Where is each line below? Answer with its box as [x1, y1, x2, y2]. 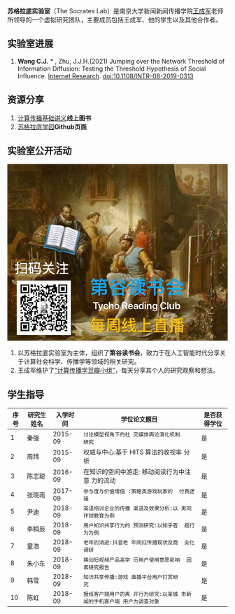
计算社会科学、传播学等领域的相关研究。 [23, 357, 141, 366]
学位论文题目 [120, 415, 158, 423]
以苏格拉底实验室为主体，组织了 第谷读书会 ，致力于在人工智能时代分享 [17, 349, 220, 357]
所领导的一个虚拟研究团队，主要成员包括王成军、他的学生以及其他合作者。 [7, 15, 222, 24]
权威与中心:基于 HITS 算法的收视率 [83, 448, 183, 457]
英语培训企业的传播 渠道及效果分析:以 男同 [83, 505, 192, 512]
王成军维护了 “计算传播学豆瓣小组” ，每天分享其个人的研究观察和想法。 [17, 366, 220, 375]
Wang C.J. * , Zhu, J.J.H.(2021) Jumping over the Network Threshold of [17, 57, 225, 65]
